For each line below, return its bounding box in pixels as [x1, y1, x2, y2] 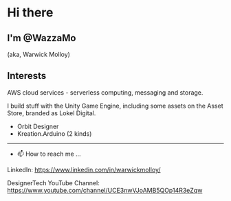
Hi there [7, 5, 54, 21]
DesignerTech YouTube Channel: [7, 178, 100, 187]
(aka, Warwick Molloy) [7, 50, 71, 58]
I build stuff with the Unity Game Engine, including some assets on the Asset [7, 102, 223, 110]
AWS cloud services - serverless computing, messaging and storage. [7, 88, 203, 97]
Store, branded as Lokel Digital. [7, 108, 96, 117]
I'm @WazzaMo [7, 32, 76, 44]
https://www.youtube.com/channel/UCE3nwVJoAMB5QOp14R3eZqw [7, 186, 203, 194]
